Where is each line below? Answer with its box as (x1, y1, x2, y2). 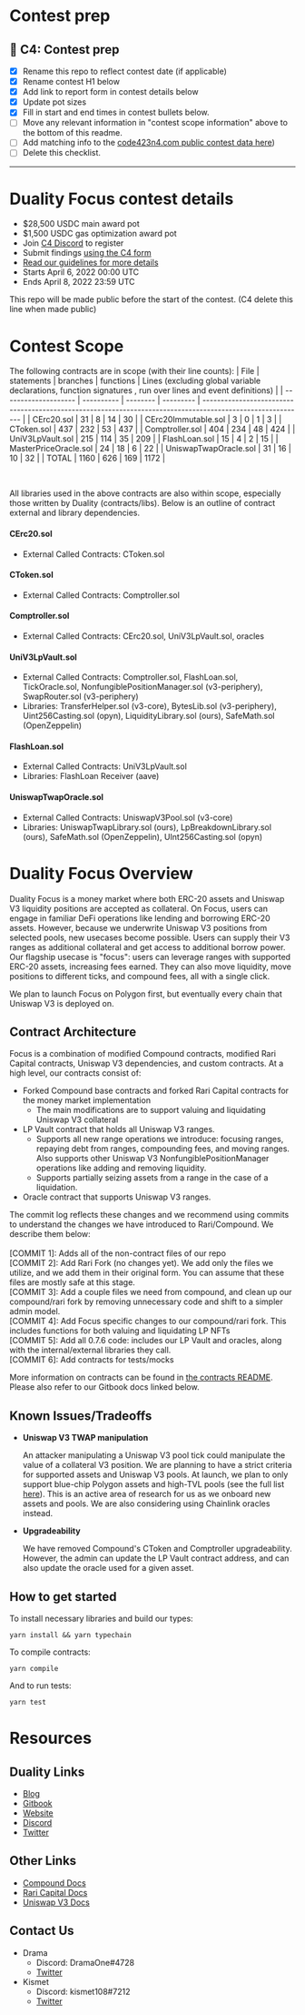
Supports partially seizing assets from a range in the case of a (35, 1172, 269, 1183)
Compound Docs (22, 1877, 86, 1888)
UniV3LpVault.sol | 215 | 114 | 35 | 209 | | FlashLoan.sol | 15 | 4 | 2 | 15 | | (9, 433, 279, 444)
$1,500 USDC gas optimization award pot (22, 228, 177, 239)
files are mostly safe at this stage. (9, 1277, 136, 1288)
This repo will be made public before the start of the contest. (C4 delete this (9, 294, 293, 305)
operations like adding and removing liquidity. (35, 1162, 207, 1174)
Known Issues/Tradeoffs (9, 1408, 152, 1423)
